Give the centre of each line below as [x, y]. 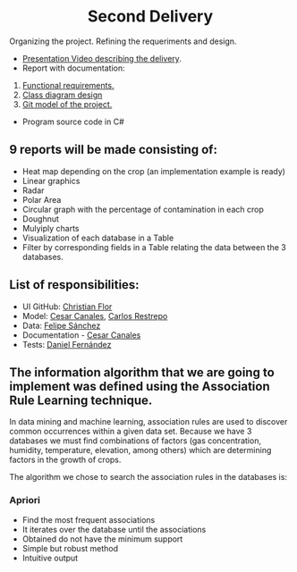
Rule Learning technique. [81, 400]
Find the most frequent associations [89, 519]
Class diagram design [62, 95]
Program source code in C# [73, 122]
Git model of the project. [67, 104]
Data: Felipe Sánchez [61, 325]
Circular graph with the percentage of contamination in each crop [143, 209]
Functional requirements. [68, 85]
